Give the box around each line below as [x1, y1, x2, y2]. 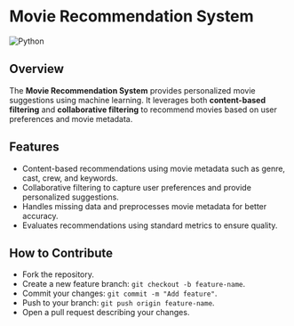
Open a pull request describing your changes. [21, 307, 190, 318]
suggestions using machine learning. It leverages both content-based [9, 94, 266, 105]
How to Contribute [9, 245, 114, 260]
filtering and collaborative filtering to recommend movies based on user [9, 104, 278, 115]
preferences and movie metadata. [9, 113, 133, 124]
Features [9, 140, 60, 155]
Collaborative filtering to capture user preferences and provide [21, 182, 251, 192]
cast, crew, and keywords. [21, 172, 118, 183]
